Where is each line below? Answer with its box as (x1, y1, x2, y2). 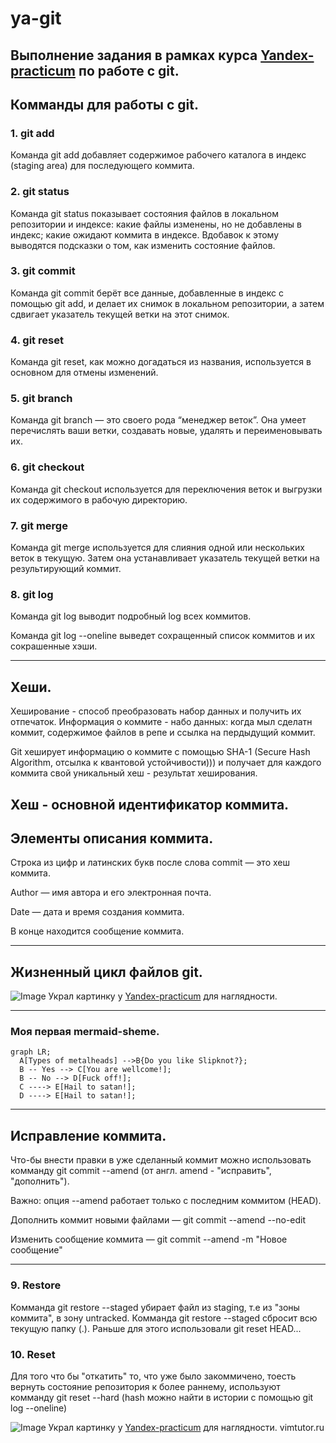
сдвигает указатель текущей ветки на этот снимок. (10, 308, 230, 320)
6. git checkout (10, 460, 85, 474)
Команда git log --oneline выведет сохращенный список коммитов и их (10, 630, 316, 642)
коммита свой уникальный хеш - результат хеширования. (10, 767, 258, 779)
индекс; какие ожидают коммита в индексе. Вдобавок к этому (10, 228, 280, 241)
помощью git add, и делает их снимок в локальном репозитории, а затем (10, 297, 325, 309)
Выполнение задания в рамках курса (10, 47, 258, 64)
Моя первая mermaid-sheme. (10, 1025, 160, 1039)
